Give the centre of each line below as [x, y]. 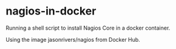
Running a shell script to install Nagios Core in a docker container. [88, 28]
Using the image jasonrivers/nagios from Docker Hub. [73, 39]
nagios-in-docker [51, 11]
